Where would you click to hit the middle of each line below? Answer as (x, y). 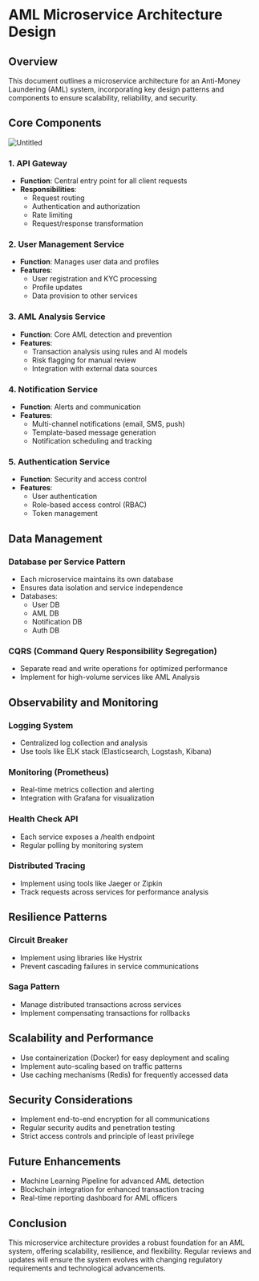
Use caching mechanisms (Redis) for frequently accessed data (124, 1074)
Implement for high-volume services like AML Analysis (110, 677)
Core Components (55, 123)
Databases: (38, 595)
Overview (33, 61)
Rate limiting (53, 215)
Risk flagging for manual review (84, 360)
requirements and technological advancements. (87, 1268)
